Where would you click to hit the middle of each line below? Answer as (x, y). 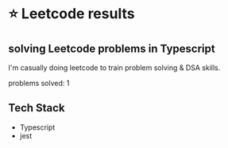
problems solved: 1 (39, 83)
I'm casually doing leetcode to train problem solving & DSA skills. (114, 68)
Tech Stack (37, 108)
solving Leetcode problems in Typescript (112, 48)
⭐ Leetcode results (71, 14)
